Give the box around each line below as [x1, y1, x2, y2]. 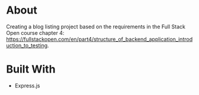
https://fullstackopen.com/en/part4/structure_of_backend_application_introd [6, 35, 193, 42]
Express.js [14, 82, 40, 89]
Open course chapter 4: [6, 29, 65, 36]
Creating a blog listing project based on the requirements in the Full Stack [6, 23, 185, 30]
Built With [6, 63, 56, 76]
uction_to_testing [6, 42, 48, 49]
